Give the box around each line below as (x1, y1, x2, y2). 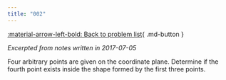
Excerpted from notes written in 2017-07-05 (7, 43, 137, 52)
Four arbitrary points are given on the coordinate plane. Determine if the (7, 57, 219, 66)
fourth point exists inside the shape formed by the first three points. (7, 64, 206, 73)
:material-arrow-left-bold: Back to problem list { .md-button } (7, 30, 184, 38)
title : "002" (7, 10, 46, 18)
